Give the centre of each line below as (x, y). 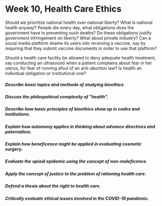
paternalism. (19, 131)
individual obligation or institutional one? (46, 73)
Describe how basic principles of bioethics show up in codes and (72, 109)
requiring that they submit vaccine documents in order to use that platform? (81, 48)
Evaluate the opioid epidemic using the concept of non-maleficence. (76, 161)
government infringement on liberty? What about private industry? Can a (78, 38)
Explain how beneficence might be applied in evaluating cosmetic (73, 144)
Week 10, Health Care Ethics (63, 9)
